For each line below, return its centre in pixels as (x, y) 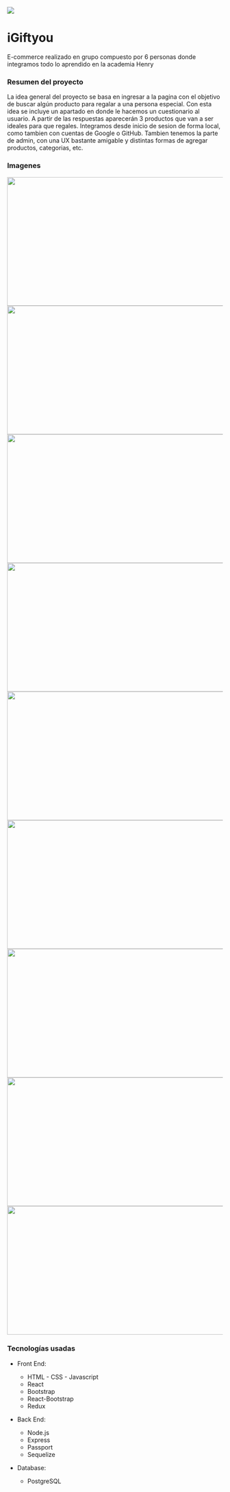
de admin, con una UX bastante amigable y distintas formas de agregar (107, 141)
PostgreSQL (44, 1481)
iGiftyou (30, 38)
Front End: (31, 1363)
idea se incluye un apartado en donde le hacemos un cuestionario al (103, 111)
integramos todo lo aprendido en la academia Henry (80, 64)
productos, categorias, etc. (45, 148)
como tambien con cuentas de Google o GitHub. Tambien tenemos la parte (113, 133)
